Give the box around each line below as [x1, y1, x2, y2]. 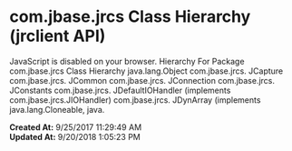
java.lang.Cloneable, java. [9, 104, 105, 115]
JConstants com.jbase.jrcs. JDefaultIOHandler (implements [9, 85, 231, 96]
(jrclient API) [9, 25, 106, 46]
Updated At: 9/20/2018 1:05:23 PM [9, 131, 141, 142]
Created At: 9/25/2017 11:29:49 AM [9, 121, 142, 133]
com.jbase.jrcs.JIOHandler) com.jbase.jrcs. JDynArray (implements [9, 94, 261, 106]
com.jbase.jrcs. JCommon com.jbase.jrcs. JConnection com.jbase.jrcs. [9, 75, 275, 86]
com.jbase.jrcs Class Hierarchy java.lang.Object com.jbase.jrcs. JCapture [9, 65, 284, 76]
